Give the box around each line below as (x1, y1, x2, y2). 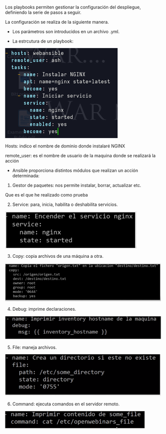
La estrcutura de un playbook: (12, 38, 74, 44)
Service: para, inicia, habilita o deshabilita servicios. (12, 201, 118, 207)
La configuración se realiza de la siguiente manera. (5, 19, 109, 25)
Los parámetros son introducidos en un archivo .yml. (12, 29, 120, 34)
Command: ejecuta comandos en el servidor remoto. (12, 401, 120, 407)
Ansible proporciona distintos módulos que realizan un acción (12, 168, 138, 173)
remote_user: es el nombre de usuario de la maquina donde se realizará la (5, 153, 156, 158)
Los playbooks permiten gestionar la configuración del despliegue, (5, 4, 141, 10)
